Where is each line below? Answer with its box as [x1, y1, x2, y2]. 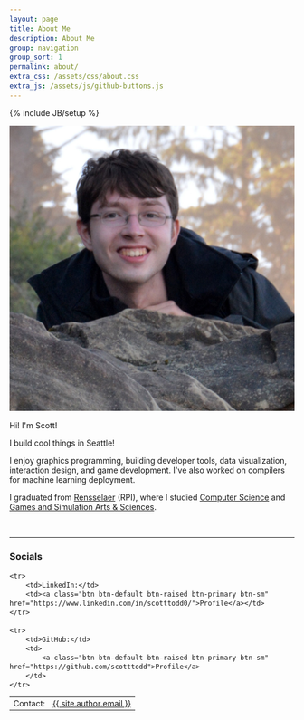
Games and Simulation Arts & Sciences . [9, 501, 157, 512]
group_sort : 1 [9, 53, 63, 62]
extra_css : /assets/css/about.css [9, 72, 140, 82]
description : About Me [9, 34, 95, 43]
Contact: [13, 697, 45, 708]
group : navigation [9, 43, 79, 53]
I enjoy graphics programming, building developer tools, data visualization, [9, 455, 288, 466]
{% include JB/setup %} [9, 107, 100, 118]
